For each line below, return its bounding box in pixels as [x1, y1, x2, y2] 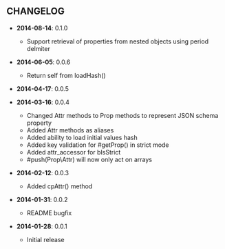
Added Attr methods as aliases [26, 126, 114, 134]
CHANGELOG [6, 6, 65, 17]
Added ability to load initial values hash [26, 133, 138, 141]
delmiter [26, 44, 51, 52]
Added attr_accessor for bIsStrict [26, 148, 121, 156]
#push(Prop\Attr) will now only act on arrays [26, 155, 153, 163]
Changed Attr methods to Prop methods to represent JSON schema [26, 111, 219, 119]
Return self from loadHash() [26, 71, 106, 79]
